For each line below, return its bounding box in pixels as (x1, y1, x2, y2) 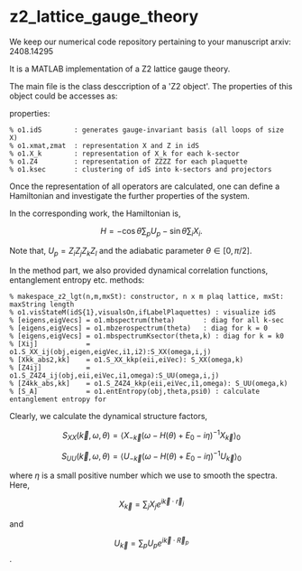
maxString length (9, 300, 75, 309)
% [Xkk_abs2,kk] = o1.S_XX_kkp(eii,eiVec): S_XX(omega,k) (9, 355, 244, 364)
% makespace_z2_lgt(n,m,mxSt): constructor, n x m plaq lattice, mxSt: (9, 292, 284, 301)
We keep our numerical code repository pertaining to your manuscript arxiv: (9, 36, 291, 47)
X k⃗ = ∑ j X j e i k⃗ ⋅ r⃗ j (118, 497, 185, 511)
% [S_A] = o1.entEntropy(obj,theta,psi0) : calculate (9, 387, 260, 396)
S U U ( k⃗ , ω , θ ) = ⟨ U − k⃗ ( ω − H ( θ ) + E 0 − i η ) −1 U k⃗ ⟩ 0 (61, 449, 242, 463)
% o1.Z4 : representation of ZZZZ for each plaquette (9, 156, 248, 166)
